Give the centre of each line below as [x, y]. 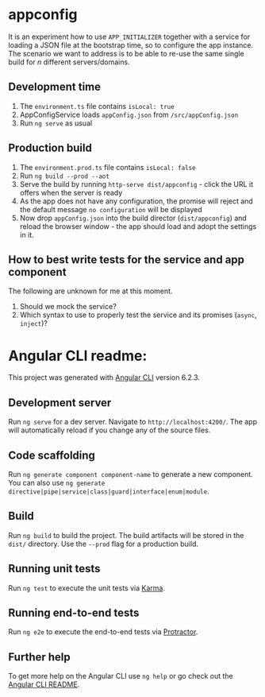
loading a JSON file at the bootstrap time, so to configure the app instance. [131, 45]
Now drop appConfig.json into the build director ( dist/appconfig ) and [133, 218]
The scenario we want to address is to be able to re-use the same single [126, 53]
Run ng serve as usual [56, 123]
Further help [40, 657]
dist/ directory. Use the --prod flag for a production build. [103, 544]
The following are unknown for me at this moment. [90, 291]
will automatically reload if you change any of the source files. [109, 430]
